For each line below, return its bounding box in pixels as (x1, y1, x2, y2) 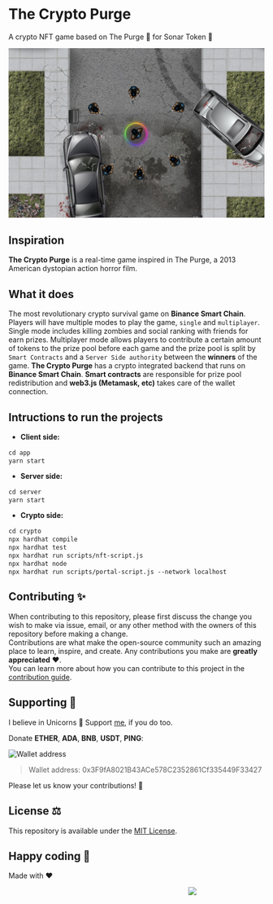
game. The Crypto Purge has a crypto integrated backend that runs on (8, 361, 246, 371)
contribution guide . (8, 672, 72, 682)
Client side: (19, 432, 60, 442)
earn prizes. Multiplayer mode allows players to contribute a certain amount (8, 335, 262, 344)
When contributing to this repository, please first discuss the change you (8, 612, 252, 621)
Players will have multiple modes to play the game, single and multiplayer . (8, 318, 260, 327)
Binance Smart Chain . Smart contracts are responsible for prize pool (8, 370, 242, 380)
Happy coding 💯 (8, 849, 91, 863)
